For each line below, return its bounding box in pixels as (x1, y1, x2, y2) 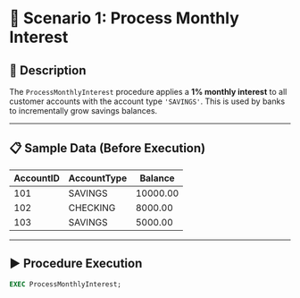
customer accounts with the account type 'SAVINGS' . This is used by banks (9, 96, 286, 106)
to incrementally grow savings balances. (9, 106, 158, 115)
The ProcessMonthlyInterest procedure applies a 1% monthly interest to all (9, 87, 287, 97)
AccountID (13, 172, 61, 184)
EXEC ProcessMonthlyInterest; (9, 279, 122, 289)
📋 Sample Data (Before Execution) (9, 140, 206, 156)
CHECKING (68, 201, 116, 214)
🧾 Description (9, 63, 87, 78)
